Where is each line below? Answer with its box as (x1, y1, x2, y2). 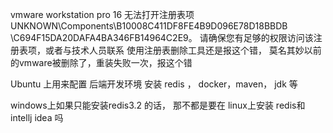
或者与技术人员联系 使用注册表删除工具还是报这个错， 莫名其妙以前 (44, 44, 322, 56)
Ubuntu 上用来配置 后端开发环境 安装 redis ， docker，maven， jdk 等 (10, 78, 298, 90)
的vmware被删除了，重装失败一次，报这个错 (10, 57, 193, 68)
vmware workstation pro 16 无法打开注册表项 (10, 9, 195, 20)
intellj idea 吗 (10, 112, 64, 123)
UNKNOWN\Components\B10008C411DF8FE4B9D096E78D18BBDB (10, 20, 288, 32)
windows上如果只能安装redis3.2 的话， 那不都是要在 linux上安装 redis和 (10, 99, 306, 111)
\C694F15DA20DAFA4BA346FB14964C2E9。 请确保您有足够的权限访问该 (10, 32, 314, 43)
